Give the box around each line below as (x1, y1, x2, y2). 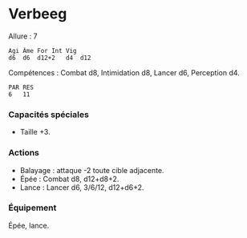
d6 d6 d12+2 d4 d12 (8, 54, 91, 62)
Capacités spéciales (8, 109, 90, 120)
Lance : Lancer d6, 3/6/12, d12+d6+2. (19, 182, 144, 192)
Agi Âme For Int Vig (8, 46, 78, 54)
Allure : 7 (8, 31, 38, 41)
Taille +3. (19, 127, 51, 137)
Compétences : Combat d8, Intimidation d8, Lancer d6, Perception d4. (8, 67, 241, 77)
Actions (8, 147, 40, 159)
